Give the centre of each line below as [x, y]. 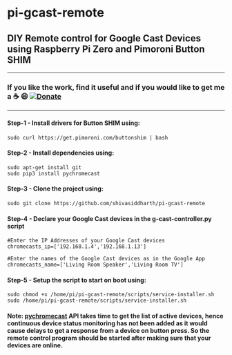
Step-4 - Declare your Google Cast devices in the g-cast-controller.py [109, 218]
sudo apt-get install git [44, 167]
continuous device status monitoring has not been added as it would [108, 323]
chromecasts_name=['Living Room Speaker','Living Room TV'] [96, 265]
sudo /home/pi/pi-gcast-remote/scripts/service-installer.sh [97, 301]
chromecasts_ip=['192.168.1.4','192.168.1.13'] [77, 247]
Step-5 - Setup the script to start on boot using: [77, 280]
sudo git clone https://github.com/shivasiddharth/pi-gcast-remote [106, 203]
